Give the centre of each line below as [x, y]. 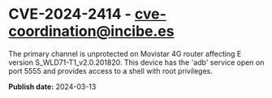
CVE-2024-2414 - [70, 14]
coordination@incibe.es [91, 31]
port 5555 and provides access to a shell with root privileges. [111, 70]
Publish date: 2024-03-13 [52, 87]
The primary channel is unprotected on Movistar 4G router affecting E [125, 53]
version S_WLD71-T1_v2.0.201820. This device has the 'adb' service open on [136, 62]
